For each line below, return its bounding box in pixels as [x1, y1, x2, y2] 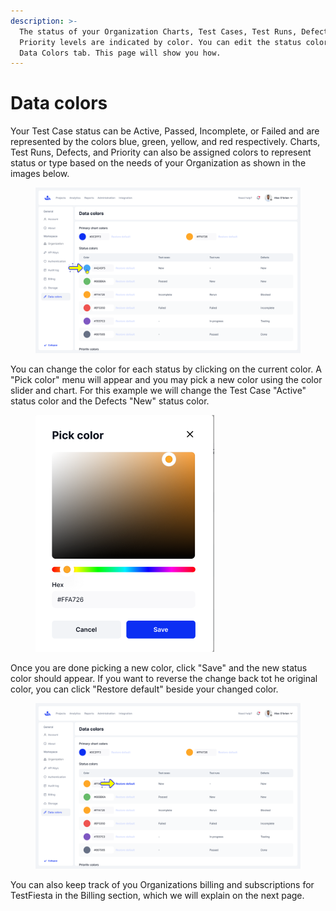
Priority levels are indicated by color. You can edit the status [19, 37, 302, 47]
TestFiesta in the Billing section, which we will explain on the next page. [10, 890, 305, 902]
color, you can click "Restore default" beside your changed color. [10, 683, 279, 695]
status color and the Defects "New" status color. [10, 395, 210, 407]
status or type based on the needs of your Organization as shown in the [10, 157, 307, 169]
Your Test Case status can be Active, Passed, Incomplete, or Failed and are [10, 125, 320, 137]
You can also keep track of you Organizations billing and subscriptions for [10, 879, 315, 891]
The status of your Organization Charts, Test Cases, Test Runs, [19, 26, 298, 37]
